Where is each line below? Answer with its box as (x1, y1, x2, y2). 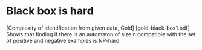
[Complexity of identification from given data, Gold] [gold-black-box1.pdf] (6, 24, 191, 31)
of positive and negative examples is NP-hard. (6, 37, 121, 44)
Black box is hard (6, 4, 94, 18)
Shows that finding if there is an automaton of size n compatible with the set (6, 30, 196, 37)
